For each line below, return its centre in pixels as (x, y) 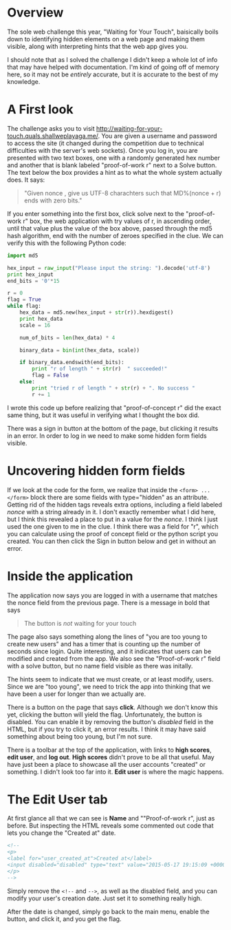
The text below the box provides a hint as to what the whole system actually (114, 172)
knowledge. (24, 81)
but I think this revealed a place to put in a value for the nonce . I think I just (112, 519)
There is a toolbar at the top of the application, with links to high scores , (109, 750)
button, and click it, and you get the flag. (64, 919)
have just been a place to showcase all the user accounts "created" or (107, 764)
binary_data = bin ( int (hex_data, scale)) (79, 350)
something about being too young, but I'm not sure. (80, 736)
